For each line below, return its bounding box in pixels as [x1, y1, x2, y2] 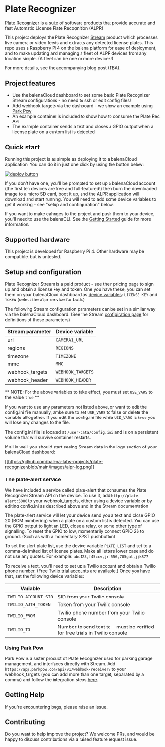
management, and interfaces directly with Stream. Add [5, 660, 116, 667]
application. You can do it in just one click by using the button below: [5, 161, 144, 167]
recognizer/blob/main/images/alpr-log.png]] [5, 464, 94, 470]
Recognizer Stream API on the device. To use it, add [5, 493, 110, 499]
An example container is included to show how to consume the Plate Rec [12, 113, 160, 119]
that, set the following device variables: [5, 573, 84, 579]
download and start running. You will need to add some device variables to [5, 196, 156, 202]
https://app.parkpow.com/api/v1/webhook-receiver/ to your [5, 666, 126, 672]
